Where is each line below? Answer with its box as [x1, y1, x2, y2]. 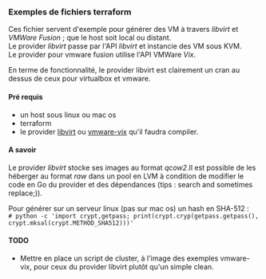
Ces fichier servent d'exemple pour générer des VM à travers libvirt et [8, 25, 239, 34]
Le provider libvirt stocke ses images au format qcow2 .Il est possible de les [8, 163, 256, 172]
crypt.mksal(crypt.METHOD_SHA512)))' [8, 218, 134, 227]
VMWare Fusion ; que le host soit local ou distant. [8, 33, 172, 42]
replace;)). [8, 188, 42, 198]
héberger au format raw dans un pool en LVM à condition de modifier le [8, 171, 244, 181]
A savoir [8, 145, 37, 155]
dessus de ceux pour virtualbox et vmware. [8, 74, 151, 84]
